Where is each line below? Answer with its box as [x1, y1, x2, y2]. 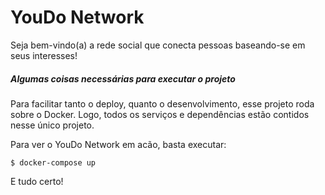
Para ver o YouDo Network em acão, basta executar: [10, 138, 227, 150]
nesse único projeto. [10, 119, 95, 131]
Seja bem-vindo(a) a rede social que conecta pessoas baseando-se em [10, 39, 306, 51]
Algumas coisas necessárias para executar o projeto [10, 72, 236, 85]
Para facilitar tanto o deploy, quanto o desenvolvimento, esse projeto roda [10, 97, 315, 110]
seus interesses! [10, 49, 78, 61]
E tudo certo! [10, 175, 64, 187]
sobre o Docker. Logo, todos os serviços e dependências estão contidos [10, 108, 310, 120]
